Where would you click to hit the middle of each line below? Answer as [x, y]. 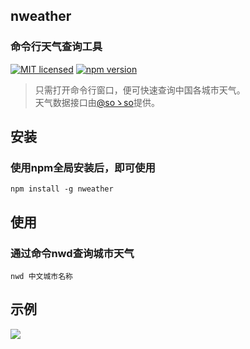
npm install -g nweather [62, 189]
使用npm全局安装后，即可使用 [83, 167]
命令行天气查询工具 [56, 47]
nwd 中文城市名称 [41, 277]
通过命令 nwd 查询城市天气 [72, 253]
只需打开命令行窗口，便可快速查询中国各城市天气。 [140, 90]
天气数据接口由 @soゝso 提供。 [97, 102]
